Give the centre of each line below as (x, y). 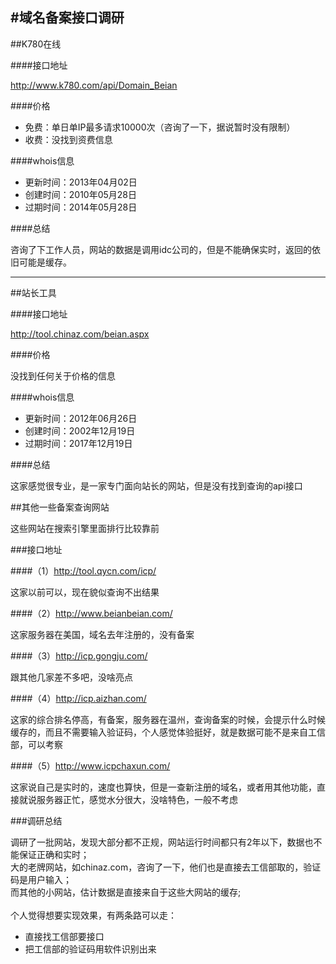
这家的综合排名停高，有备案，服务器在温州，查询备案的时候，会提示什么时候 (168, 719)
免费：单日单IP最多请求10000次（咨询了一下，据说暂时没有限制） (160, 127)
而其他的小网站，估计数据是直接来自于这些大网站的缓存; (126, 892)
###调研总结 (36, 820)
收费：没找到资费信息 (68, 139)
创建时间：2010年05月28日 (81, 194)
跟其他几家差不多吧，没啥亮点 (71, 677)
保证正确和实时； (54, 854)
